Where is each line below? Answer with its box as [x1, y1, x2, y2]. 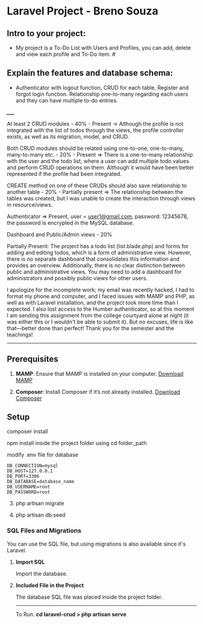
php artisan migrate [15, 500, 64, 507]
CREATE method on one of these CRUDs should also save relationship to [7, 182, 187, 189]
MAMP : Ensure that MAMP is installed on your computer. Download [15, 370, 184, 377]
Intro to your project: [7, 28, 86, 39]
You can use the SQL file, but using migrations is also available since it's [7, 540, 186, 548]
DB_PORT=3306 [7, 473, 40, 479]
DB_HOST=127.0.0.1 [7, 468, 53, 474]
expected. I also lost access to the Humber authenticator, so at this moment [7, 305, 195, 313]
